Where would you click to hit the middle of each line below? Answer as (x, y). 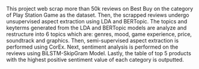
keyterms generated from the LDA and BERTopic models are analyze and (96, 28)
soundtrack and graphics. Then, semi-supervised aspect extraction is (93, 40)
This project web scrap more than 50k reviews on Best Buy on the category (100, 9)
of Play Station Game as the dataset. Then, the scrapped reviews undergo (98, 15)
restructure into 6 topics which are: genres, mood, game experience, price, (99, 34)
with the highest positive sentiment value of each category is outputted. (95, 60)
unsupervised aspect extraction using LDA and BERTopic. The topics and (97, 21)
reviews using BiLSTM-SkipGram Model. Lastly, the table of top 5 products (99, 53)
